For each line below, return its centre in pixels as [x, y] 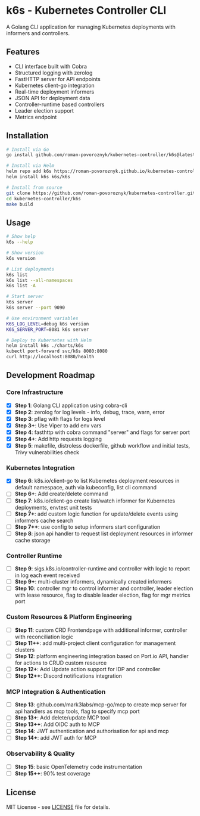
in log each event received [47, 575]
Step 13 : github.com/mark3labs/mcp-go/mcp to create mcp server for [101, 705]
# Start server [25, 297]
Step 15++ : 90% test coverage [52, 773]
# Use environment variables [42, 318]
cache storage [32, 540]
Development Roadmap [51, 375]
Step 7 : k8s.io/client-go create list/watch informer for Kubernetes [95, 501]
